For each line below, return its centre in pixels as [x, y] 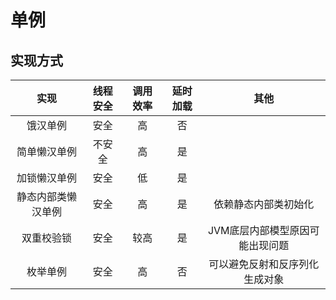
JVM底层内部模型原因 [258, 230]
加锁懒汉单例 [46, 178]
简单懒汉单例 [46, 151]
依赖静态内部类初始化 [264, 204]
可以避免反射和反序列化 [264, 264]
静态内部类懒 [46, 196]
